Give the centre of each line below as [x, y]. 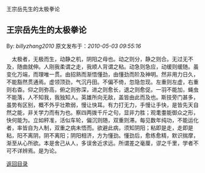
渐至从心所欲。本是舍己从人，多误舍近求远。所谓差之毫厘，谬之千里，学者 [100, 143]
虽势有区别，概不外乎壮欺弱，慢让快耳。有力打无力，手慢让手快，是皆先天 [100, 105]
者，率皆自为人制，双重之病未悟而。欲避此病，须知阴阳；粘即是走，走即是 [100, 128]
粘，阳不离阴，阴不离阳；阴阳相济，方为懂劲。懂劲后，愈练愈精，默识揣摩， [103, 135]
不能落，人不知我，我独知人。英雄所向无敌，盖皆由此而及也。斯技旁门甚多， [103, 97]
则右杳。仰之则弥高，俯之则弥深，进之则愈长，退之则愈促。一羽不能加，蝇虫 [103, 89]
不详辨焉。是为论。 [35, 150]
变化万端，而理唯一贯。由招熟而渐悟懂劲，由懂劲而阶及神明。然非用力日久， [103, 74]
